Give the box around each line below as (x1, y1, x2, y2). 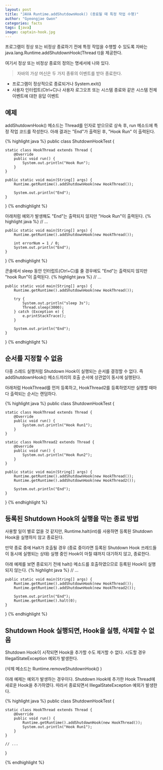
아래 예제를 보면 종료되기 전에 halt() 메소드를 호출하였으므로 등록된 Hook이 (5, 561, 147, 567)
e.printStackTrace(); (22, 313, 67, 318)
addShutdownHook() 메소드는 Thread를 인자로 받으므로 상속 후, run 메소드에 (5, 122, 153, 128)
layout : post (5, 7, 32, 12)
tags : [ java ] (5, 25, 32, 30)
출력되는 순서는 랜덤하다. (10, 390, 57, 397)
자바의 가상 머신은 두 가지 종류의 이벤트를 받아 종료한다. (17, 71, 123, 76)
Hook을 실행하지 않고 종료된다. (5, 534, 64, 540)
